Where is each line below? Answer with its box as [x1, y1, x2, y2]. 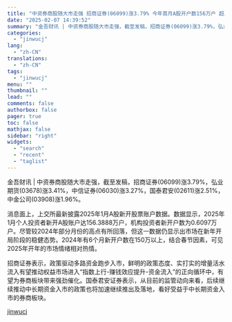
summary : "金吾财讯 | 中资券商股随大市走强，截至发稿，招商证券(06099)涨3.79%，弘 [7, 23, 224, 30]
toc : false [7, 119, 39, 126]
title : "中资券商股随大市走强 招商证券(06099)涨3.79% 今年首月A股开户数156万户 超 [7, 10, 224, 17]
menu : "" [7, 81, 32, 88]
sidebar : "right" [7, 132, 57, 139]
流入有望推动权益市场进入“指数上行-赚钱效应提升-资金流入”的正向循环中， [7, 267, 218, 276]
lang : [7, 42, 23, 49]
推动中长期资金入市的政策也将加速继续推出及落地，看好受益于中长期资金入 [12, 285, 225, 293]
